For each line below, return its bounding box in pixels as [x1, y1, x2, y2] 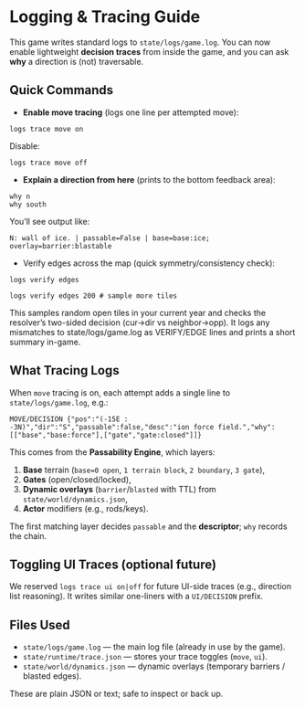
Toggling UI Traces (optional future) [9, 556, 217, 572]
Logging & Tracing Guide [9, 6, 201, 27]
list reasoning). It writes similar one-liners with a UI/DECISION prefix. [9, 591, 264, 602]
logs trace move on [9, 124, 84, 133]
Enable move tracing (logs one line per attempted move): [22, 107, 239, 118]
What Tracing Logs [9, 363, 121, 378]
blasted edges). [22, 671, 82, 682]
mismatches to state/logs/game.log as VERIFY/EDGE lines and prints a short [9, 326, 296, 337]
